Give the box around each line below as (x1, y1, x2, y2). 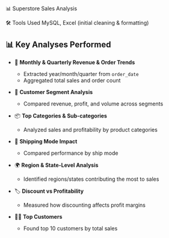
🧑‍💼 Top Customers (14, 213, 63, 220)
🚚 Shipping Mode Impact (14, 137, 78, 145)
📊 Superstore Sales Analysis (5, 5, 78, 12)
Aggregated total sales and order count (23, 77, 121, 84)
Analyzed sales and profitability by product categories (23, 126, 158, 133)
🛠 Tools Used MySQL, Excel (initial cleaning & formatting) (5, 19, 149, 26)
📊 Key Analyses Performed (5, 40, 111, 50)
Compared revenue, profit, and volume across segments (23, 100, 164, 107)
